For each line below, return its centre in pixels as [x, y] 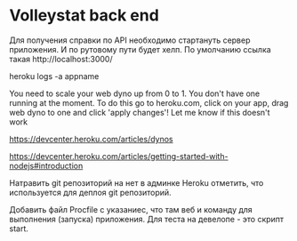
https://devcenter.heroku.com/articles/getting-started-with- [119, 156]
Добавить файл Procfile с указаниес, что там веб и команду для [131, 209]
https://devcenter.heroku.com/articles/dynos [91, 139]
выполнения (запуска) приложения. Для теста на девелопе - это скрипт [147, 219]
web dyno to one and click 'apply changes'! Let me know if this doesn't [140, 112]
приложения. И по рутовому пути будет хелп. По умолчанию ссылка [140, 49]
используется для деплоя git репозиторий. [90, 192]
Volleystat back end [84, 16]
